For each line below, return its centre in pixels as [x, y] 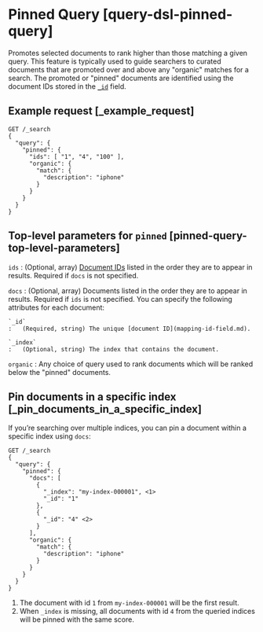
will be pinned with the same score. [77, 619]
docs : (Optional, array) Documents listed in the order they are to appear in [128, 290]
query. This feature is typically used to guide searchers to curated [115, 61]
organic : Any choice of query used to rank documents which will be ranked [131, 364]
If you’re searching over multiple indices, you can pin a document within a [128, 428]
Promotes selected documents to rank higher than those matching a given [128, 53]
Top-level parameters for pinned [88, 236]
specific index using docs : [50, 436]
